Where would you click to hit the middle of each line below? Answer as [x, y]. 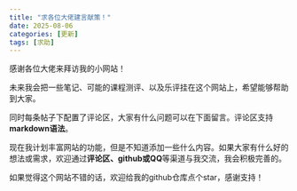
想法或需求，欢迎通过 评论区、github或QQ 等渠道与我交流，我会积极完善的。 [148, 159]
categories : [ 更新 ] [44, 34]
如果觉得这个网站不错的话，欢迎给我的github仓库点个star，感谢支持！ [137, 178]
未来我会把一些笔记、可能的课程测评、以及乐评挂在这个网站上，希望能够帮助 [149, 88]
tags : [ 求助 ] [32, 42]
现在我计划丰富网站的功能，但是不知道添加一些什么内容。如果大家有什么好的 [149, 147]
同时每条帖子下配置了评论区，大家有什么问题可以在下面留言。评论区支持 [141, 117]
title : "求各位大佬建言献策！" [60, 17]
